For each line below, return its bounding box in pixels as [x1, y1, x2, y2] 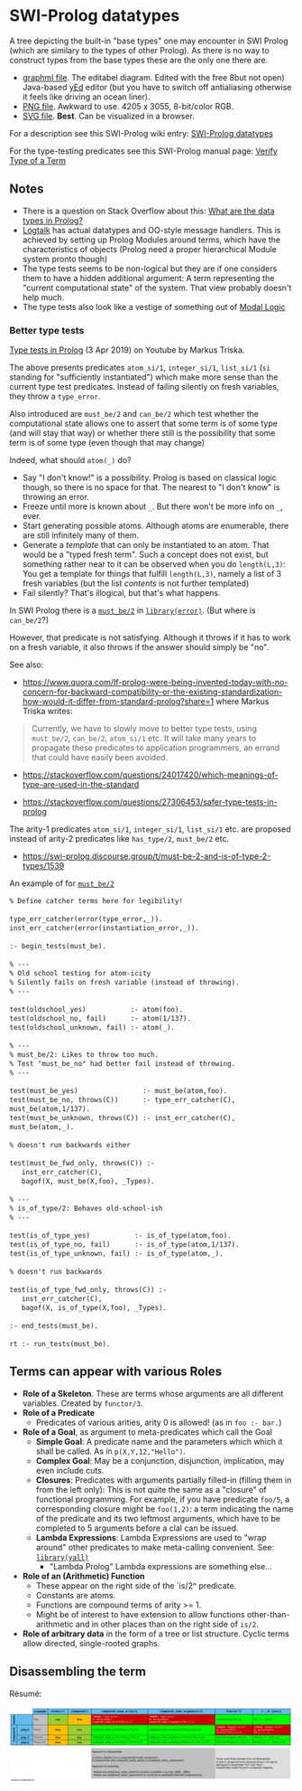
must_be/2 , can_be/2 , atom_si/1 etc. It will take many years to [31, 733, 257, 744]
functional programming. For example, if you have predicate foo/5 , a [35, 1494, 290, 1504]
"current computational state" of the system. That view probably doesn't [22, 282, 292, 293]
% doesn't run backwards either [9, 1141, 131, 1150]
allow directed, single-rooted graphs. [22, 1637, 160, 1648]
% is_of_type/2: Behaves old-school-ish [9, 1204, 164, 1213]
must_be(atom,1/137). [9, 1105, 91, 1114]
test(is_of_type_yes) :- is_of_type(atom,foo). [9, 1231, 232, 1240]
